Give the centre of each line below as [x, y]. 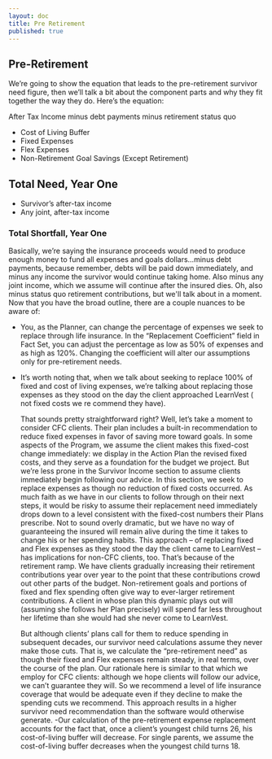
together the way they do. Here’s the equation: [86, 101]
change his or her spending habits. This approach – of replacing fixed [137, 540]
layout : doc [29, 16]
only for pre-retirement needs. [71, 362]
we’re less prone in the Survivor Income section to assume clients [130, 471]
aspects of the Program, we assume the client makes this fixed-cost [134, 445]
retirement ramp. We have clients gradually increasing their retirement [137, 566]
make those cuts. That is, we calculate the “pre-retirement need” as [134, 651]
